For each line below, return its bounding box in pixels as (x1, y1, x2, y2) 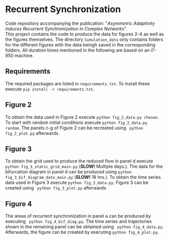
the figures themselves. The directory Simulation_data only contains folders (5, 36, 163, 42)
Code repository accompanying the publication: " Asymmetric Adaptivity (5, 20, 155, 26)
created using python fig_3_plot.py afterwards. (5, 185, 107, 191)
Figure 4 (5, 200, 32, 208)
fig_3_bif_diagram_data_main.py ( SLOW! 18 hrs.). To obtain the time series (5, 174, 161, 180)
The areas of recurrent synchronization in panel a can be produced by (5, 213, 151, 219)
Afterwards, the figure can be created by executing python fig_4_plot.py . (5, 229, 159, 235)
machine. (14, 52, 34, 59)
